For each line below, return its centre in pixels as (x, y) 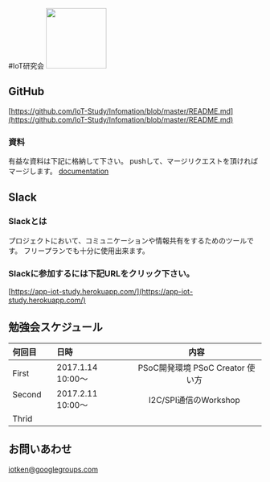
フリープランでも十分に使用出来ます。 (87, 251)
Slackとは (28, 222)
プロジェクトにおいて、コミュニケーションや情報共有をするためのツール (128, 240)
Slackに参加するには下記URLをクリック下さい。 (102, 273)
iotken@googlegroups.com (53, 469)
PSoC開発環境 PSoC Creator (191, 368)
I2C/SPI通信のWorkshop (194, 400)
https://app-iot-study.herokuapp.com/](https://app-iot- (102, 292)
